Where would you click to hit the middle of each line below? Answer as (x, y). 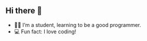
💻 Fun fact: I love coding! (45, 31)
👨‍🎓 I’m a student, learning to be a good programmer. (78, 25)
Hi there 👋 (24, 11)
